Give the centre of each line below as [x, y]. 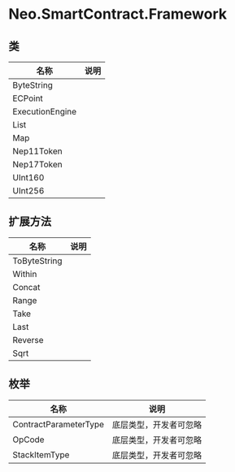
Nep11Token [37, 151]
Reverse [28, 340]
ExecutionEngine [45, 112]
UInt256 [28, 191]
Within [25, 274]
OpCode [28, 440]
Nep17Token [37, 165]
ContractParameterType [58, 424]
